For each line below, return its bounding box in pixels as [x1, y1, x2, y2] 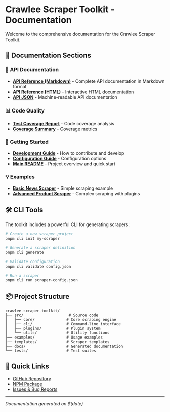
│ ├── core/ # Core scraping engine [5, 317, 116, 322]
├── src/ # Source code [5, 313, 99, 318]
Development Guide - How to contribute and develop [12, 150, 124, 156]
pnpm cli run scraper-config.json [5, 278, 78, 283]
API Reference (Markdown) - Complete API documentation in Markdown [12, 78, 165, 84]
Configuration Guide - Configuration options [12, 156, 107, 162]
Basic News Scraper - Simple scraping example [12, 185, 113, 191]
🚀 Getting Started [5, 138, 49, 145]
